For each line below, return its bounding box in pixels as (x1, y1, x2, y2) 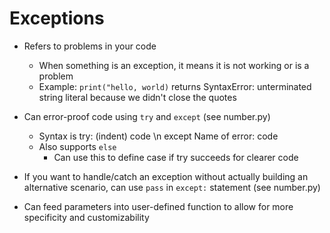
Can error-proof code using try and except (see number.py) (23, 110, 271, 122)
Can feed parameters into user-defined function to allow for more (23, 200, 294, 212)
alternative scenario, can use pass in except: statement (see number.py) (23, 181, 321, 193)
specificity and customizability (23, 211, 150, 223)
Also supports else (38, 140, 117, 152)
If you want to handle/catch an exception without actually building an (23, 170, 309, 182)
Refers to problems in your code (23, 40, 157, 52)
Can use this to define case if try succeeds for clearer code (53, 151, 299, 163)
